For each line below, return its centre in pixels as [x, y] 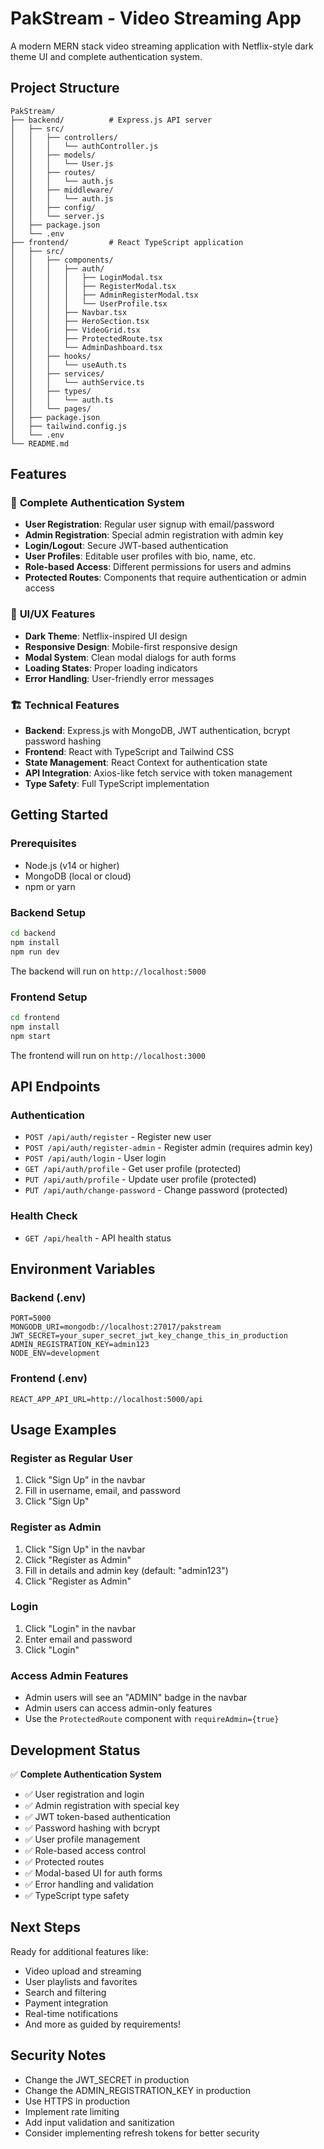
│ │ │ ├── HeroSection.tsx [80, 321]
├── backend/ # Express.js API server [111, 120]
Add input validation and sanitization [99, 2122]
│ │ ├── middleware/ [62, 190]
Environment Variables [83, 1268]
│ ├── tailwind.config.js [69, 426]
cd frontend [35, 1017]
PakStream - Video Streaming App [156, 18]
